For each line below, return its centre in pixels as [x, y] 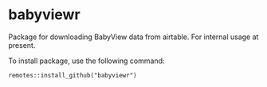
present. [22, 45]
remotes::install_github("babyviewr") [73, 75]
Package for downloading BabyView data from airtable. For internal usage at [133, 37]
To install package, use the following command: [86, 61]
